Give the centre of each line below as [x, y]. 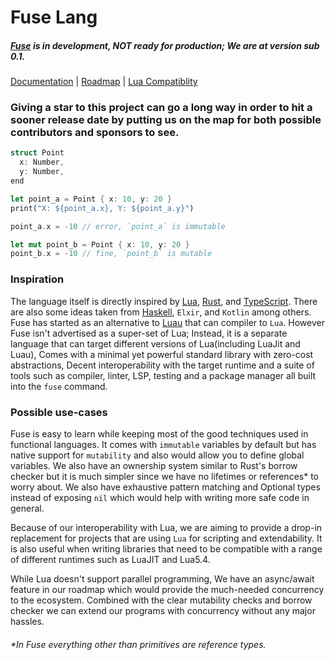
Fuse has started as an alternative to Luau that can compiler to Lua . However [167, 322]
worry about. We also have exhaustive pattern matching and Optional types [165, 487]
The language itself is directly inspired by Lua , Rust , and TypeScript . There [164, 301]
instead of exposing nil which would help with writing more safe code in [160, 497]
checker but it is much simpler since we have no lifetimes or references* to [164, 476]
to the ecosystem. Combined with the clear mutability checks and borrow [161, 600]
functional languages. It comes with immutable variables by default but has [163, 444]
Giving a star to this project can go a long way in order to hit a [161, 108]
